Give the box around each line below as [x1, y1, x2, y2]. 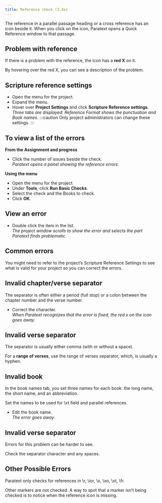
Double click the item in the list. [12, 222, 75, 228]
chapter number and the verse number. [5, 297, 83, 303]
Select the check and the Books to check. [12, 190, 95, 197]
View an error [5, 210, 47, 218]
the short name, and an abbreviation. [5, 390, 78, 396]
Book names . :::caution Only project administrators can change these [12, 115, 150, 120]
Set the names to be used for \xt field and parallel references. [5, 400, 128, 406]
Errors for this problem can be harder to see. [5, 441, 94, 447]
